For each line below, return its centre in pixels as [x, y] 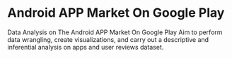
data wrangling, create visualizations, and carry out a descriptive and [108, 39]
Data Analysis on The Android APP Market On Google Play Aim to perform [115, 32]
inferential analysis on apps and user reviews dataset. [86, 47]
